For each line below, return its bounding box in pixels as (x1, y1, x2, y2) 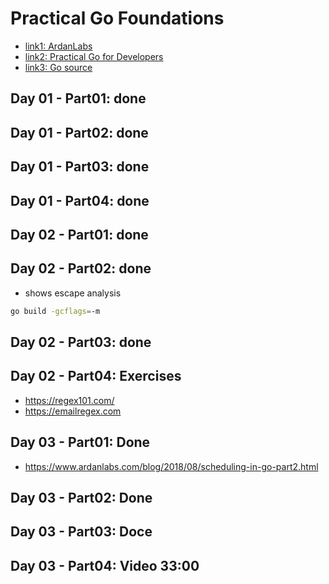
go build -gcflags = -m (10, 306, 101, 316)
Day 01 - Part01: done (10, 90, 147, 107)
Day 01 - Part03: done (10, 158, 150, 176)
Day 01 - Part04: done (10, 192, 150, 209)
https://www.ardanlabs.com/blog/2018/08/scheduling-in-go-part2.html (24, 460, 319, 472)
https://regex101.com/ (24, 394, 115, 406)
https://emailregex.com (24, 405, 122, 417)
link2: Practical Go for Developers (24, 50, 164, 62)
